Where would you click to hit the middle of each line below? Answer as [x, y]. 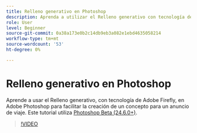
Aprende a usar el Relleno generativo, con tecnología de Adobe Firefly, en [95, 100]
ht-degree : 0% [23, 50]
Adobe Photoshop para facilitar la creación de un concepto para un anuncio [98, 106]
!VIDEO [29, 124]
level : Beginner [26, 28]
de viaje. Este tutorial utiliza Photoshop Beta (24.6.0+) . [72, 112]
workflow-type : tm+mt [33, 39]
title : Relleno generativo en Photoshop [56, 11]
